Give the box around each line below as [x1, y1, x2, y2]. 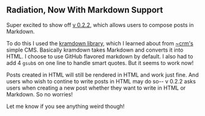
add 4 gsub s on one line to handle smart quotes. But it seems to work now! [6, 59, 194, 66]
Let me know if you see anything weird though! [6, 102, 125, 110]
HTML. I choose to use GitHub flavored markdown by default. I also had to [6, 52, 193, 60]
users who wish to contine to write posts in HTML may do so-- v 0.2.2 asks [6, 77, 196, 85]
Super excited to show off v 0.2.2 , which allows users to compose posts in [6, 21, 194, 28]
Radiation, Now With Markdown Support [6, 5, 163, 15]
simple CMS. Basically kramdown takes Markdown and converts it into [6, 46, 184, 53]
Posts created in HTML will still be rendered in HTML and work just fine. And [6, 71, 199, 79]
